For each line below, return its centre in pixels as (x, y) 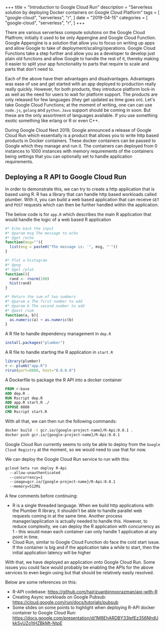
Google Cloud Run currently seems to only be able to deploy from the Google (83, 444)
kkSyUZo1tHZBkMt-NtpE (37, 623)
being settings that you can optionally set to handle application (69, 156)
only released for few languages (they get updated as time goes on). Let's (80, 100)
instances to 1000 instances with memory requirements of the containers (79, 151)
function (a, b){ (22, 315)
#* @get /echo (20, 238)
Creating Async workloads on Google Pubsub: (59, 597)
